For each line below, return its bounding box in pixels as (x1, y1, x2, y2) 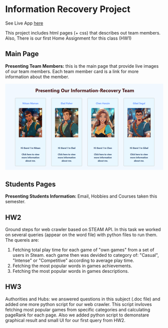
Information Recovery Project (5, 4, 130, 15)
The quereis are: (5, 237, 39, 243)
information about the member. (5, 74, 69, 80)
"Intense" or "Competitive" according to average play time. (12, 257, 134, 263)
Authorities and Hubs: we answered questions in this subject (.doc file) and (5, 296, 160, 302)
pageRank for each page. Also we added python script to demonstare (5, 312, 149, 318)
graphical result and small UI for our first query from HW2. (5, 317, 126, 323)
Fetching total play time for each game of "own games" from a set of (12, 247, 154, 253)
